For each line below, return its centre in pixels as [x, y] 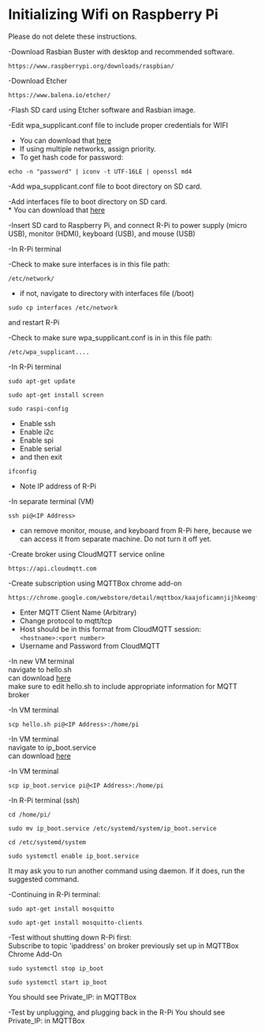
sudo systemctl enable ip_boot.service [74, 856]
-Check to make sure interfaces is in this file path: [89, 264]
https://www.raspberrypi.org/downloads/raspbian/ [91, 66]
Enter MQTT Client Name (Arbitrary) [78, 612]
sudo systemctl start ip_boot [58, 982]
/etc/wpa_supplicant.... [49, 352]
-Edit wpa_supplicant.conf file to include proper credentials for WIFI [118, 125]
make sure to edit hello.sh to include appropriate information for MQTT [123, 686]
